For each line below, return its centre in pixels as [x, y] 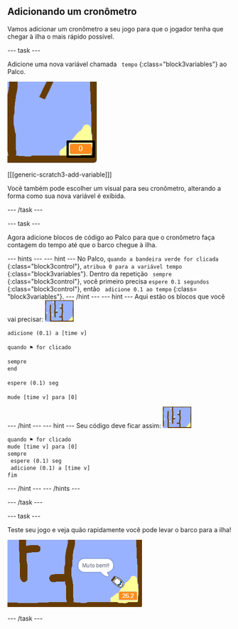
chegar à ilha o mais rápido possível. [61, 36]
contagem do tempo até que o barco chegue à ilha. [82, 244]
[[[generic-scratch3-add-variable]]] [60, 175]
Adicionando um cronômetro [72, 12]
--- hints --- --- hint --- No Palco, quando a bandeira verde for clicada [113, 259]
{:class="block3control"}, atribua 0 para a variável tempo [95, 266]
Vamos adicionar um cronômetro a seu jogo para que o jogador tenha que [115, 28]
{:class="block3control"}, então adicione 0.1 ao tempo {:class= [102, 288]
